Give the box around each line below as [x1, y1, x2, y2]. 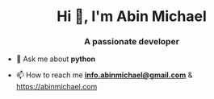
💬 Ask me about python [15, 54, 96, 64]
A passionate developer [83, 36, 180, 47]
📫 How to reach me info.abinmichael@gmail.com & [15, 70, 193, 80]
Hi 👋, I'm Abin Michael [56, 7, 208, 26]
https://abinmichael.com [15, 82, 98, 92]
